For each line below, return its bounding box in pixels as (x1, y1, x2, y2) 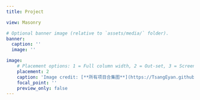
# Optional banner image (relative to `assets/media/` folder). (6, 30, 169, 36)
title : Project (6, 8, 44, 15)
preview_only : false (17, 85, 68, 91)
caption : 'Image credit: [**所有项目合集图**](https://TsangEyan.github (17, 74, 195, 80)
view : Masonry (6, 19, 42, 26)
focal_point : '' (17, 80, 58, 86)
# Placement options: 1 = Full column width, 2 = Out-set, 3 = (17, 63, 177, 69)
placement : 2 (17, 68, 49, 74)
